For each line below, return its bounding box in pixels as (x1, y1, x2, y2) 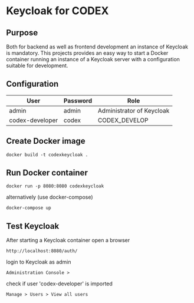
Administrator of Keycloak (97, 106, 170, 114)
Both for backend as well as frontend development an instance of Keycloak (6, 43, 189, 50)
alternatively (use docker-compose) (6, 193, 93, 201)
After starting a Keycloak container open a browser (6, 237, 130, 244)
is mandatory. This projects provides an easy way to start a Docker (6, 50, 169, 57)
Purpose (6, 28, 38, 38)
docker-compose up (6, 205, 51, 211)
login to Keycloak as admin (6, 258, 72, 266)
